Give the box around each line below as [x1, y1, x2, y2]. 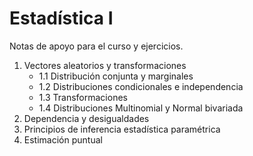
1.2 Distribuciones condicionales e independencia [38, 80, 244, 92]
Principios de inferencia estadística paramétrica [23, 123, 221, 135]
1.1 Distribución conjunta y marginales [38, 70, 194, 82]
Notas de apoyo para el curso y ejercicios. [9, 40, 184, 52]
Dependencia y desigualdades [23, 112, 150, 124]
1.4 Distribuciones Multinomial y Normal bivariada [38, 102, 244, 114]
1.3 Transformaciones [38, 91, 128, 103]
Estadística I [9, 7, 114, 30]
